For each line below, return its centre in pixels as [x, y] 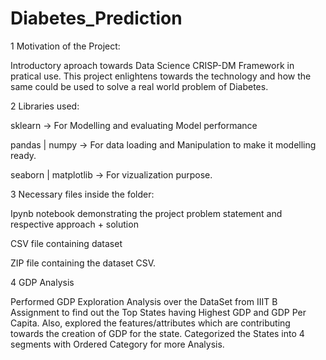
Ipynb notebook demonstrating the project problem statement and [146, 213]
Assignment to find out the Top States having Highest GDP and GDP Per [158, 312]
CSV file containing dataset [66, 243]
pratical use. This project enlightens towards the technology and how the [161, 76]
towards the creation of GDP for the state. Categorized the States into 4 [157, 333]
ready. [23, 155]
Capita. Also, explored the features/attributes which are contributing [150, 323]
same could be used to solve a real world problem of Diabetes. [139, 86]
